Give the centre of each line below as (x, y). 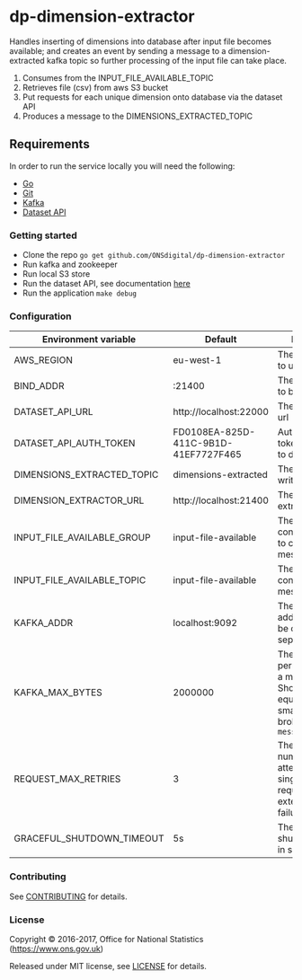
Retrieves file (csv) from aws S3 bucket (95, 87)
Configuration (40, 316)
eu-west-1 (197, 360)
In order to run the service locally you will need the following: (122, 166)
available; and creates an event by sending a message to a (118, 50)
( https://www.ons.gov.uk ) (57, 949)
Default (221, 340)
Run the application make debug (80, 293)
